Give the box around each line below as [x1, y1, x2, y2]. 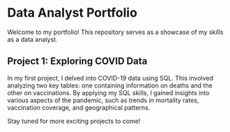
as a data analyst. [7, 35, 58, 43]
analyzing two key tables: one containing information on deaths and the [7, 81, 213, 90]
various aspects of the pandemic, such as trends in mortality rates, [7, 96, 199, 104]
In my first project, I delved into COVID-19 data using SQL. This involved [7, 74, 214, 82]
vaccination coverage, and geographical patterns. [7, 103, 151, 112]
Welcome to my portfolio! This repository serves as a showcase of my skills [7, 28, 224, 36]
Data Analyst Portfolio [7, 5, 138, 21]
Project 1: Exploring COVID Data [7, 56, 148, 67]
